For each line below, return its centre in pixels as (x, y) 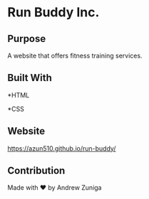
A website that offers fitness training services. (75, 55)
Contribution (36, 171)
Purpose (27, 39)
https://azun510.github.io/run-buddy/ (62, 148)
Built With (30, 78)
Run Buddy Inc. (53, 12)
